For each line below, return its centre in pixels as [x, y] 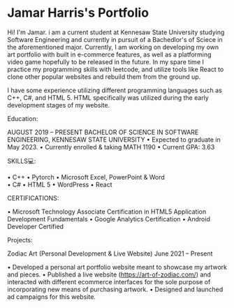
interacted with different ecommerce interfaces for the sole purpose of [109, 281]
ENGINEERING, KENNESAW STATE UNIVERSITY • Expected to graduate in [114, 139]
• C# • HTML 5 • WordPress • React [60, 184]
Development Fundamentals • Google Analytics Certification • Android [109, 219]
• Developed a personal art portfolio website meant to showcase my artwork [117, 267]
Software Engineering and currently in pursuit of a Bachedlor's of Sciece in [115, 39]
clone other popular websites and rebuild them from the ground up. [104, 76]
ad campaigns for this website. [52, 296]
